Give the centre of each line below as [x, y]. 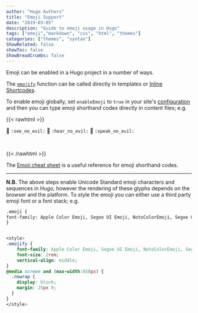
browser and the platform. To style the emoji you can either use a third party [99, 194]
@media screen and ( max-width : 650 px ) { [55, 271]
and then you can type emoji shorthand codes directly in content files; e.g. [96, 107]
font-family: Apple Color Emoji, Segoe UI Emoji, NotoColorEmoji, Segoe [97, 217]
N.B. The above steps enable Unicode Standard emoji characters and [90, 182]
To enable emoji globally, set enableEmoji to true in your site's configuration [98, 102]
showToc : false [25, 50]
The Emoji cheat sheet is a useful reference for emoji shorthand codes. [92, 165]
